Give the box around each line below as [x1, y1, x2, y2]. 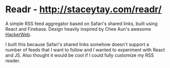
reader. [5, 57, 20, 63]
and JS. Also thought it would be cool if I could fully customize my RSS [5, 52, 154, 58]
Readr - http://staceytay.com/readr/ [5, 4, 162, 15]
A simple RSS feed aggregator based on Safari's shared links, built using [5, 20, 158, 27]
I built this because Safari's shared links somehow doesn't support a [5, 41, 150, 47]
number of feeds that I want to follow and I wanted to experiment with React [5, 47, 165, 53]
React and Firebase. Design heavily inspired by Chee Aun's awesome [5, 26, 152, 32]
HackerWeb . [5, 31, 32, 37]
